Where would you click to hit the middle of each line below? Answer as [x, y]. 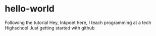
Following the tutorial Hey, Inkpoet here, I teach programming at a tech [78, 22]
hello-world [30, 9]
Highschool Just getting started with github [50, 27]
